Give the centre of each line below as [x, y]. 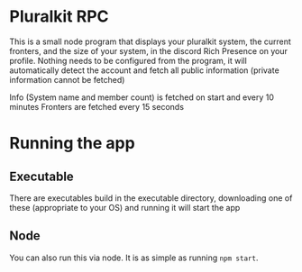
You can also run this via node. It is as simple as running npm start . [134, 258]
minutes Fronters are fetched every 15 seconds [97, 106]
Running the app [72, 144]
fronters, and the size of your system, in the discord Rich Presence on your [149, 50]
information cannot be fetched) [67, 79]
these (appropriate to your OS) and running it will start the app [125, 207]
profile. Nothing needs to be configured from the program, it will [128, 60]
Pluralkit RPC [59, 17]
